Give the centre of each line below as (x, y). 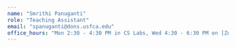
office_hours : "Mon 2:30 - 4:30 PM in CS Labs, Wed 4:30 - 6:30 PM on (113, 33)
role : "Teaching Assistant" (48, 20)
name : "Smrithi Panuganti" (47, 13)
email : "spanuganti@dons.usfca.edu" (61, 26)
